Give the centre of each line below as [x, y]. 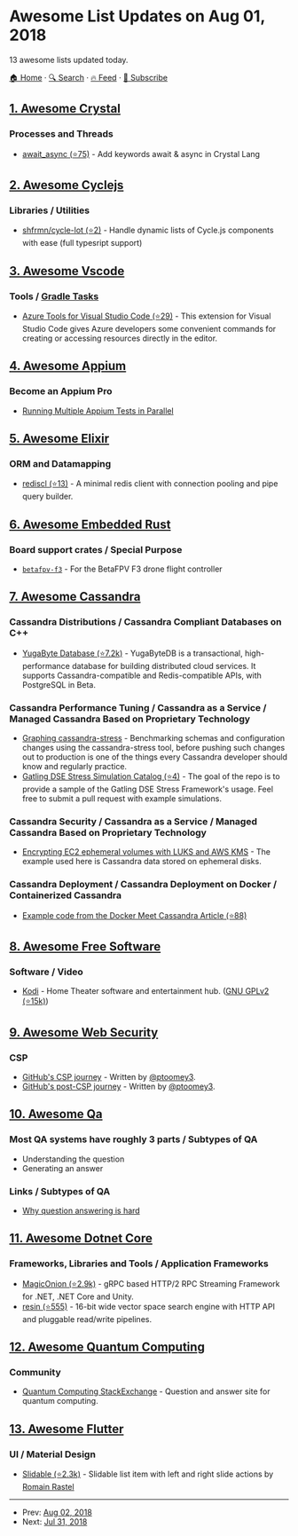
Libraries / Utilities [50, 210]
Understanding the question [73, 1159]
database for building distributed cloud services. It [164, 666]
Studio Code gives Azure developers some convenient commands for [149, 329]
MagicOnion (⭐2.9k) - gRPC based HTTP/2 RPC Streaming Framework [151, 1283]
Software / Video [47, 972]
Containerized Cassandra [66, 895]
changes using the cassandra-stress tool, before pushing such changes [153, 748]
